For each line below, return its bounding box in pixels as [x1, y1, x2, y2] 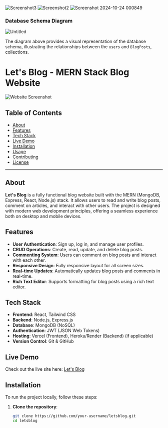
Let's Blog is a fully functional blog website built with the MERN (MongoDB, [5, 191, 161, 198]
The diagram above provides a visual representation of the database [5, 38, 146, 45]
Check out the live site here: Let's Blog [5, 366, 85, 372]
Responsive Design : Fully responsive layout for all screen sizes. [12, 262, 144, 268]
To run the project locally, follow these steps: [5, 394, 97, 400]
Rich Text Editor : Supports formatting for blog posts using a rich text [12, 278, 154, 284]
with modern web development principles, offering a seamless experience [5, 207, 158, 213]
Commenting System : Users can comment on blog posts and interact [12, 252, 156, 258]
